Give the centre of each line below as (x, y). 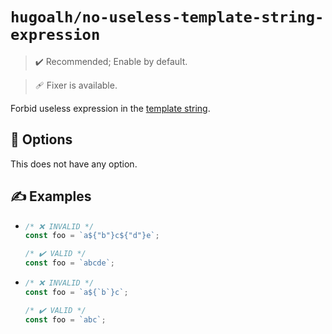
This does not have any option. (74, 164)
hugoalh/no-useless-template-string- (167, 17)
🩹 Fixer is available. (76, 85)
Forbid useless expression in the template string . (110, 108)
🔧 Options (41, 139)
